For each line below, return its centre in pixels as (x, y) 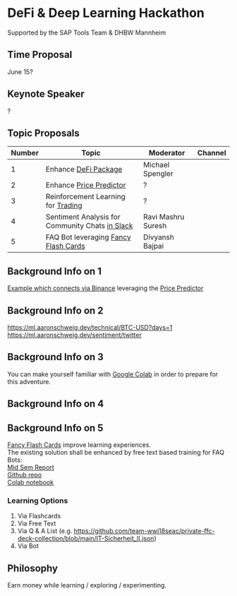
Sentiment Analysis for (83, 217)
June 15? (20, 71)
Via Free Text (37, 523)
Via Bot (28, 546)
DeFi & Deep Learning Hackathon (106, 13)
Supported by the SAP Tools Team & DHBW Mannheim (87, 32)
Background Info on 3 (55, 357)
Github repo (25, 475)
